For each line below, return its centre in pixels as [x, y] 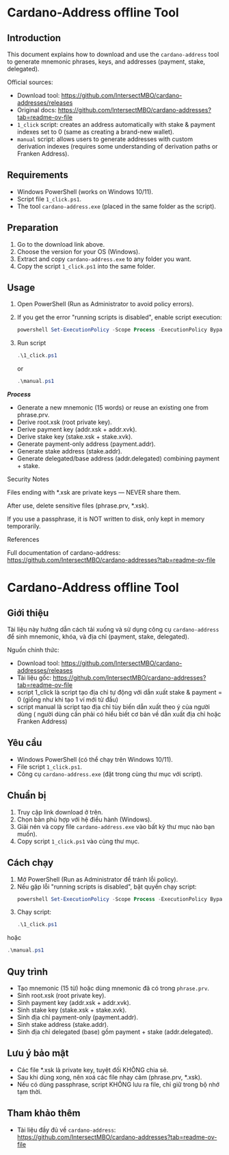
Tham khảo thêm [44, 1114]
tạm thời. [29, 1091]
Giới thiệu [28, 613]
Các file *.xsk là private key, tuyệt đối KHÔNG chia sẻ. [93, 1069]
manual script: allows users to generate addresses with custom [105, 139]
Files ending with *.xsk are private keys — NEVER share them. [94, 493]
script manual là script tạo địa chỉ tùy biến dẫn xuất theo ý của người [113, 707]
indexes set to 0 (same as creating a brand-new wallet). [95, 132]
